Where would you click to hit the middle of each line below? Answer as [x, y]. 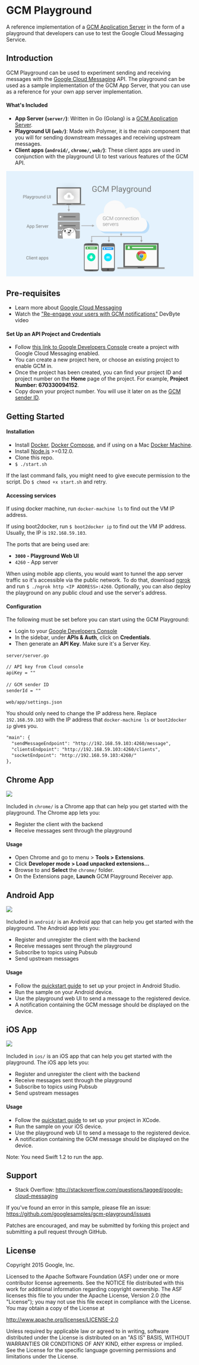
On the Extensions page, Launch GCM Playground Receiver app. [94, 877]
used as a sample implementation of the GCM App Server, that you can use [98, 85]
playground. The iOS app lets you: [48, 1062]
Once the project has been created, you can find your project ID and [98, 372]
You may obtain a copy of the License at [56, 1308]
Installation [20, 432]
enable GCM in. [34, 366]
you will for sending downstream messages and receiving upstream [98, 137]
